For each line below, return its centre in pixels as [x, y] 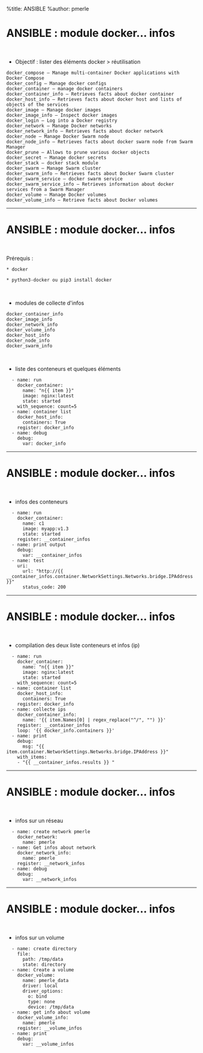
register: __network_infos [51, 863]
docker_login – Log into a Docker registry [62, 121]
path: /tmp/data [43, 959]
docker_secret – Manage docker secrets [56, 158]
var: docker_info [44, 443]
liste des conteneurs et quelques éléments [68, 368]
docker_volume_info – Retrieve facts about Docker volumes [82, 200]
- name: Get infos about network [54, 848]
